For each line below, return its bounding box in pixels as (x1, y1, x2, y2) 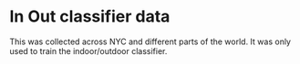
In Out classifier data (9, 6, 171, 27)
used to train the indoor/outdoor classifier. (9, 45, 168, 56)
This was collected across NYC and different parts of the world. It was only (9, 36, 292, 47)
